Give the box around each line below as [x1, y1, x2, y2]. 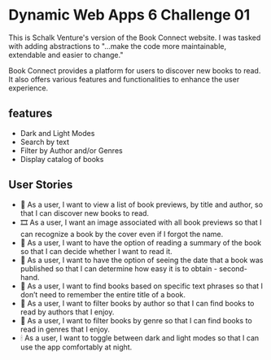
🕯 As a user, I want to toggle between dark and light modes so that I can [20, 332, 260, 343]
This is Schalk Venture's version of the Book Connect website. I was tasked [8, 33, 261, 42]
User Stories [8, 178, 73, 192]
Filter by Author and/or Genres [20, 145, 124, 156]
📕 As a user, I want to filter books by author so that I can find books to [20, 298, 255, 308]
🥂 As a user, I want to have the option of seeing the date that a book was [20, 255, 264, 265]
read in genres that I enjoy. [20, 324, 110, 334]
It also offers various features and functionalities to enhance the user [8, 74, 240, 84]
